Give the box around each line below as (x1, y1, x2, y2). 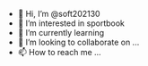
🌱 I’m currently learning (17, 28, 105, 37)
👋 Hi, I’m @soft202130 (17, 9, 100, 19)
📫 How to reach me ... (17, 47, 101, 57)
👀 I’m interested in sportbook (17, 18, 126, 29)
